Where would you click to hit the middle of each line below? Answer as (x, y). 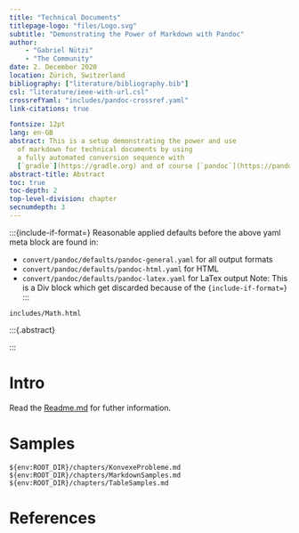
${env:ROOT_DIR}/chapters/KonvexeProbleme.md (95, 467)
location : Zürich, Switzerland (67, 76)
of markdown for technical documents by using (105, 149)
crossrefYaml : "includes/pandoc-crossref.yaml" (99, 100)
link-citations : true (49, 109)
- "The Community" (59, 59)
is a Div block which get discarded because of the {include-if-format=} (154, 287)
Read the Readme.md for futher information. (90, 408)
